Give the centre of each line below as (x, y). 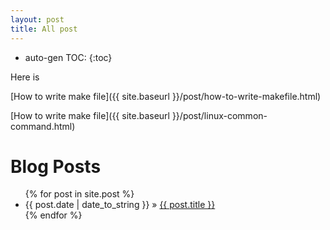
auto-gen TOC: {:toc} (68, 57)
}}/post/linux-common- (219, 115)
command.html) (43, 126)
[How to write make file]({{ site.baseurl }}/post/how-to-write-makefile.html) (166, 96)
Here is (25, 77)
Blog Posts (56, 166)
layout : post (37, 19)
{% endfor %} (53, 215)
